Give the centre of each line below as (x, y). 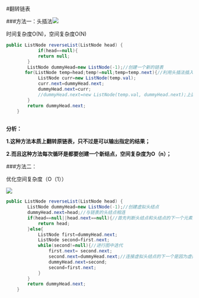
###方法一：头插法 (29, 21)
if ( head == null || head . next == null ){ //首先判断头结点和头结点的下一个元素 (110, 218)
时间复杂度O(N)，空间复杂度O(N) (46, 34)
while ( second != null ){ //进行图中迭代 (80, 246)
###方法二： (22, 166)
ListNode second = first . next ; (74, 240)
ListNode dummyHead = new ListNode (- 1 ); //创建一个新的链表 (96, 67)
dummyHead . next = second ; (78, 262)
